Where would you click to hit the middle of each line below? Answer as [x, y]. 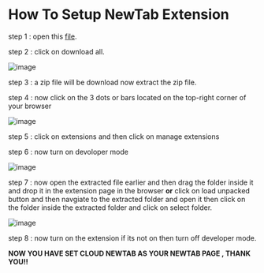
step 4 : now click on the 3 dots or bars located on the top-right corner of [127, 97]
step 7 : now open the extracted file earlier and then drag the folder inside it [131, 182]
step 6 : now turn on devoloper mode [68, 151]
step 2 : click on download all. [56, 51]
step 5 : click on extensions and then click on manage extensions [114, 136]
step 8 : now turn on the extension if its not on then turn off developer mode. [132, 237]
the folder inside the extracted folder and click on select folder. [110, 208]
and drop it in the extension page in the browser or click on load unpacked [129, 190]
